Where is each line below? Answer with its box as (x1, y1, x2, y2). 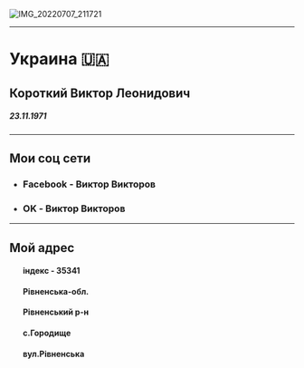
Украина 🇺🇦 (9, 49, 110, 70)
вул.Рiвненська (22, 348, 85, 359)
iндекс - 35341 (22, 266, 81, 276)
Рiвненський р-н (22, 306, 89, 317)
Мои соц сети (9, 150, 91, 166)
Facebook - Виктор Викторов (22, 178, 157, 190)
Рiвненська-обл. (22, 286, 90, 296)
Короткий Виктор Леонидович (9, 85, 191, 101)
